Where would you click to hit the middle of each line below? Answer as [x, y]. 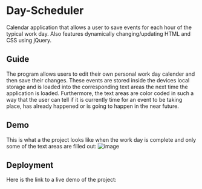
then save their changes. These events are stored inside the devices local [98, 80]
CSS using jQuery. [29, 40]
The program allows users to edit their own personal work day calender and [101, 74]
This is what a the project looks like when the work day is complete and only [101, 139]
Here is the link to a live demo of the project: [61, 180]
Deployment [30, 165]
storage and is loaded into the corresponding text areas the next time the [97, 87]
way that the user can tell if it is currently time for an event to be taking [94, 99]
